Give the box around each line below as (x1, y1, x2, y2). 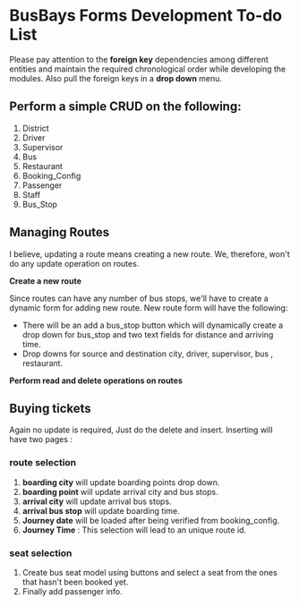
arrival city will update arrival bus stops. (21, 496, 172, 507)
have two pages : (9, 434, 73, 445)
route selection (9, 457, 77, 469)
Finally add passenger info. (21, 585, 123, 596)
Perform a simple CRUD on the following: (9, 99, 242, 115)
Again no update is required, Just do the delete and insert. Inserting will (9, 424, 273, 435)
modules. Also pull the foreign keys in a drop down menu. (9, 73, 222, 83)
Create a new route (9, 275, 82, 286)
